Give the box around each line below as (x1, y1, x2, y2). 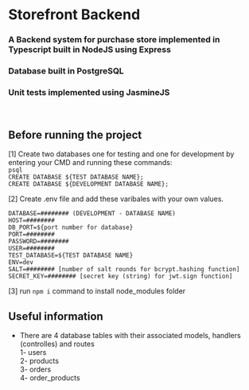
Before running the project (8, 128, 142, 141)
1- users (19, 347, 47, 357)
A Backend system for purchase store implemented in (8, 34, 220, 45)
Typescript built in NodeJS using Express (8, 44, 171, 55)
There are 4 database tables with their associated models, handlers (19, 330, 241, 340)
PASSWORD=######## (8, 238, 69, 246)
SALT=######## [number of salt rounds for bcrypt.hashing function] (8, 266, 240, 274)
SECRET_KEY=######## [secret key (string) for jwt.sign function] (8, 273, 233, 281)
